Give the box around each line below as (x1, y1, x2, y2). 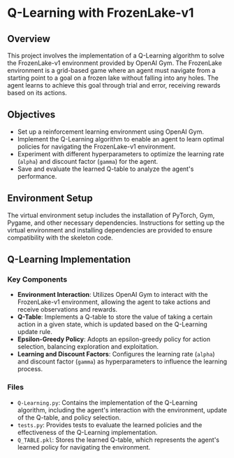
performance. (17, 172, 57, 180)
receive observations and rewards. (17, 305, 117, 314)
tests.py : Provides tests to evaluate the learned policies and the (17, 420, 203, 429)
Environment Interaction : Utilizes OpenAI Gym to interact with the (17, 291, 208, 299)
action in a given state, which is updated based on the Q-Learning (17, 320, 207, 328)
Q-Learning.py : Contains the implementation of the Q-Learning (17, 398, 198, 407)
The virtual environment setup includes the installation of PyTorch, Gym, (7, 211, 215, 219)
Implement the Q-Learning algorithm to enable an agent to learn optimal (17, 134, 225, 143)
